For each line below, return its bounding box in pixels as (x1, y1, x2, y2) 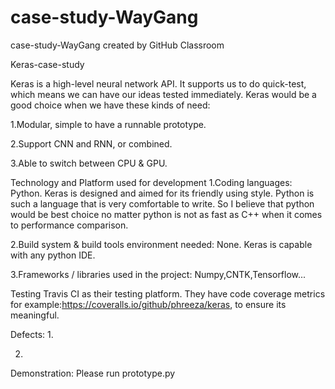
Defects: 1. (10, 328, 54, 340)
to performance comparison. (10, 219, 129, 231)
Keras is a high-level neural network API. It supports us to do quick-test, (10, 77, 307, 90)
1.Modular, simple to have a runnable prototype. (10, 118, 207, 130)
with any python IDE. (10, 249, 96, 261)
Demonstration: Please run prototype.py (10, 367, 176, 379)
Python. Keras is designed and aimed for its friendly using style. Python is (10, 187, 315, 199)
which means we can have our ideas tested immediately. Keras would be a (10, 88, 317, 100)
